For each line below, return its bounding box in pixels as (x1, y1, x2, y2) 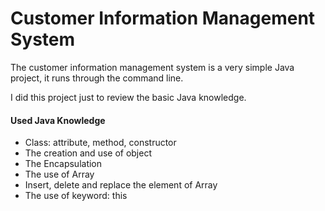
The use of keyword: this (24, 190, 128, 202)
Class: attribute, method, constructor (24, 137, 177, 149)
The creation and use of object (24, 147, 153, 159)
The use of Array (24, 168, 95, 181)
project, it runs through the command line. (10, 72, 184, 84)
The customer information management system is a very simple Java (10, 61, 295, 73)
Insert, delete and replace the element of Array (24, 179, 218, 191)
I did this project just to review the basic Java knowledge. (10, 91, 247, 103)
